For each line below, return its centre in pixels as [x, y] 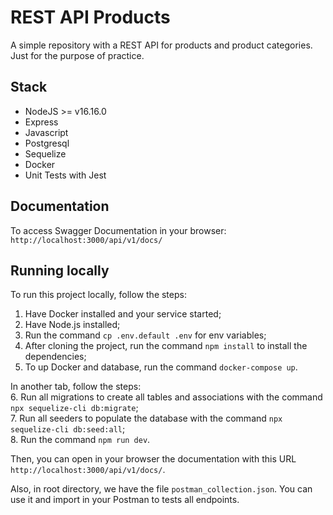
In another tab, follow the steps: [76, 387]
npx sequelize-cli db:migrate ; [74, 408]
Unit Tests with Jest [65, 175]
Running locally [60, 270]
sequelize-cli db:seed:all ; [68, 429]
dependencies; [55, 357]
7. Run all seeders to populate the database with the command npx [146, 418]
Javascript [46, 132]
